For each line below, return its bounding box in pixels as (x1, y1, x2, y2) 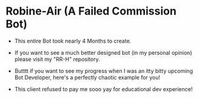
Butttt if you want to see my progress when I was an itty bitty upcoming (14, 67, 194, 74)
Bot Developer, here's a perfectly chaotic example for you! (14, 73, 161, 81)
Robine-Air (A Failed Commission (5, 4, 177, 18)
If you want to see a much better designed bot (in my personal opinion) (14, 49, 192, 56)
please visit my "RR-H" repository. (14, 55, 101, 63)
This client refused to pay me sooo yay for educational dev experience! (14, 85, 193, 92)
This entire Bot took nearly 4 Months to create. (14, 37, 132, 44)
